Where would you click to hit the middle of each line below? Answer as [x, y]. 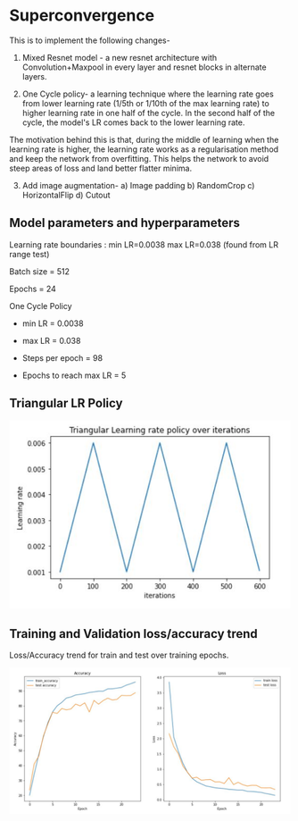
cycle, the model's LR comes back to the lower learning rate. [133, 122]
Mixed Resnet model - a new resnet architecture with [120, 57]
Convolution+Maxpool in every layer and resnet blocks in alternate [144, 67]
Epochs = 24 [33, 289]
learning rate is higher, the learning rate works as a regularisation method [144, 149]
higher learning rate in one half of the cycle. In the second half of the [149, 113]
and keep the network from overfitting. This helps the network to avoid [139, 158]
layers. [34, 76]
